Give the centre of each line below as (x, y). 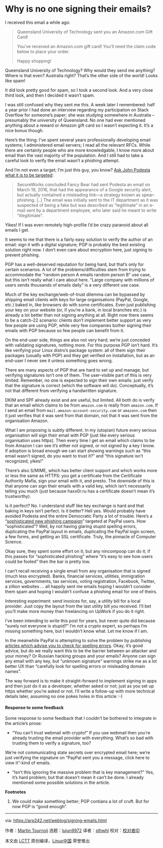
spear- (148, 195)
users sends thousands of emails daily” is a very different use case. (73, 285)
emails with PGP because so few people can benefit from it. (65, 330)
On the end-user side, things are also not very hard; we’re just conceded (78, 340)
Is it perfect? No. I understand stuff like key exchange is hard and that (74, 506)
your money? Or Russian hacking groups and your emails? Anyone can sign (81, 656)
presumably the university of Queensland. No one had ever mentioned (75, 120)
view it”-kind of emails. (28, 763)
